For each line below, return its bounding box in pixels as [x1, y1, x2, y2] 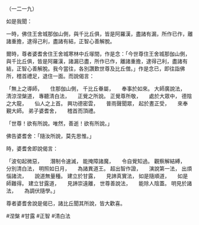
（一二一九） [6, 5, 37, 12]
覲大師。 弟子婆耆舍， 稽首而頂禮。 [6, 107, 99, 114]
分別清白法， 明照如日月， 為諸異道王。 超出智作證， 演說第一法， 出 [6, 165, 187, 172]
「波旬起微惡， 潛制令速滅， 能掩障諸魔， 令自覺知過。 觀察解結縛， [6, 157, 183, 165]
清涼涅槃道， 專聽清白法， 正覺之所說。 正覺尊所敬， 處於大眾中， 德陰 [6, 92, 192, 99]
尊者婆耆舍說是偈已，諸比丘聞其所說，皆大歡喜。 [6, 200, 126, 207]
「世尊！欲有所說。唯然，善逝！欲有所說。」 [6, 120, 113, 127]
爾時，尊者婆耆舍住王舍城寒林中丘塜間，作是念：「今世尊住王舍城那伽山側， [6, 50, 191, 57]
